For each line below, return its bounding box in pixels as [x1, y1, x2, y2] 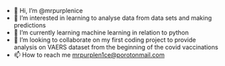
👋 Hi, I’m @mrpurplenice [13, 7, 83, 14]
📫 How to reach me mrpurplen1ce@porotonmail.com [13, 51, 165, 58]
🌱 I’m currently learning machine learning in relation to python [13, 28, 189, 36]
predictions [13, 21, 46, 29]
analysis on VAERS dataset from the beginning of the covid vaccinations [13, 43, 219, 51]
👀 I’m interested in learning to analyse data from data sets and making [13, 14, 212, 22]
